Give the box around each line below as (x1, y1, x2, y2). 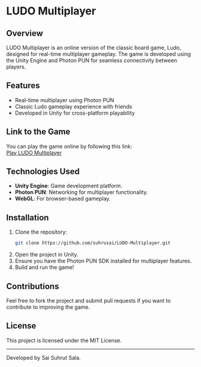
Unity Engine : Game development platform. (14, 182, 123, 190)
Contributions (6, 281, 59, 291)
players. (6, 63, 26, 70)
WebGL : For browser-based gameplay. (14, 195, 111, 202)
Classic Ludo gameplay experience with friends (14, 103, 133, 110)
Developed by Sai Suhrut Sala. (6, 354, 81, 361)
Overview (6, 28, 44, 38)
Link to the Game (6, 127, 71, 137)
